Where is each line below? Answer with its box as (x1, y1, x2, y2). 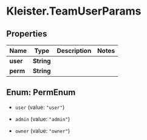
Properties (6, 29, 47, 39)
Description (56, 47, 92, 55)
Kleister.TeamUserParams (6, 4, 142, 18)
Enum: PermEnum (6, 87, 76, 98)
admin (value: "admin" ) (15, 115, 70, 122)
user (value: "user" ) (15, 103, 65, 111)
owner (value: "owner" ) (15, 127, 70, 135)
